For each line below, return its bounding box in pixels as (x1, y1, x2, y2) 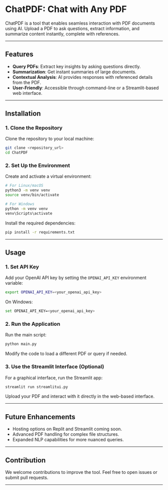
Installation (5, 109, 41, 118)
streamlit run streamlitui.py (5, 384, 68, 390)
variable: (5, 280, 23, 286)
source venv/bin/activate (5, 192, 59, 198)
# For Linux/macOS (5, 183, 43, 188)
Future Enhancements (5, 413, 76, 421)
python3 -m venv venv (5, 188, 50, 193)
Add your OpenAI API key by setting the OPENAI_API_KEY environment (5, 275, 146, 281)
